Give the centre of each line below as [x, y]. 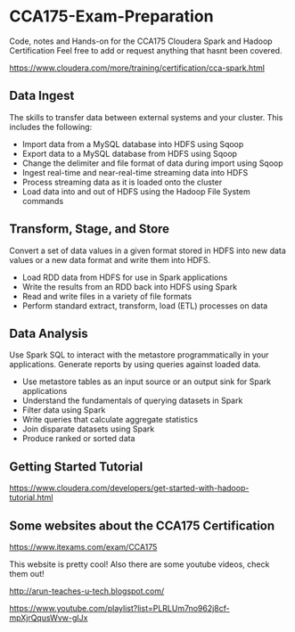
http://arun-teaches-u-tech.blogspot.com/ [87, 591]
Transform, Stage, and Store [90, 229]
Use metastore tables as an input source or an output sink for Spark [147, 382]
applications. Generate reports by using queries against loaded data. [135, 365]
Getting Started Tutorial [76, 467]
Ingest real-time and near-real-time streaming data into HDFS [135, 172]
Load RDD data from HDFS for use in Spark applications [125, 277]
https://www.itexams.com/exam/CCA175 [83, 547]
